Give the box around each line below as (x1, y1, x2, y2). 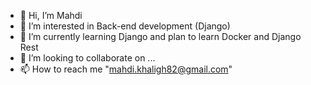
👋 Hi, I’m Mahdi (19, 10, 83, 21)
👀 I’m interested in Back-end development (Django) (19, 20, 231, 32)
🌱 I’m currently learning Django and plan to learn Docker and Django (19, 31, 302, 42)
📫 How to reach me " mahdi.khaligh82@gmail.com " (19, 63, 233, 75)
